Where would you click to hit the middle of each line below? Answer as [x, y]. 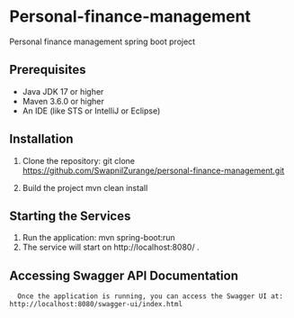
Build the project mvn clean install [85, 187]
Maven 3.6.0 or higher [63, 101]
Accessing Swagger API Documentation [124, 275]
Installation [41, 139]
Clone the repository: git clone [78, 160]
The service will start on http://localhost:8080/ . [111, 247]
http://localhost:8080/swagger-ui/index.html [96, 304]
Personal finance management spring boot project [102, 41]
